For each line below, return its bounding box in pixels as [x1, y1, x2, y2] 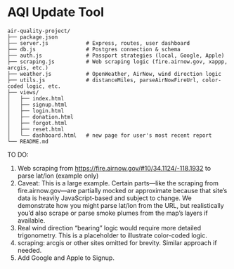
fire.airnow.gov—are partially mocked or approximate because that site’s [17, 186, 228, 195]
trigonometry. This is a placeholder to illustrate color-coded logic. [17, 231, 207, 240]
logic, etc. [25, 82, 61, 90]
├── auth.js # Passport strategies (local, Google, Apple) [7, 52, 225, 59]
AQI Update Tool [7, 4, 104, 20]
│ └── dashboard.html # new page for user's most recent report [7, 131, 212, 139]
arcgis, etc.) [7, 64, 49, 71]
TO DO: [7, 150, 30, 159]
